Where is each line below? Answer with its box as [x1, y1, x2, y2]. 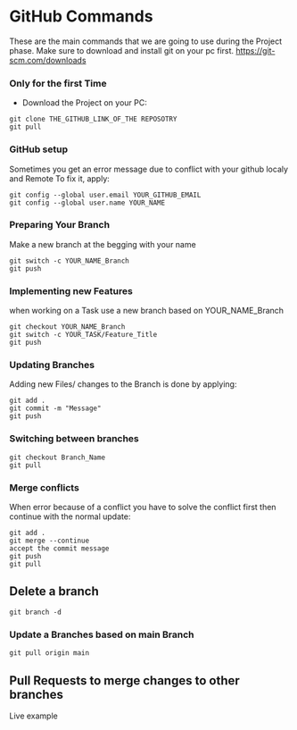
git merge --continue [9, 536, 90, 546]
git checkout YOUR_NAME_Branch [9, 323, 126, 331]
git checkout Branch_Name [9, 453, 105, 462]
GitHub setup [9, 143, 69, 155]
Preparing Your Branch [9, 219, 110, 231]
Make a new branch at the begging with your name [9, 239, 196, 249]
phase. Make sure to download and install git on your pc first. [9, 45, 235, 55]
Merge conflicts [9, 481, 80, 493]
